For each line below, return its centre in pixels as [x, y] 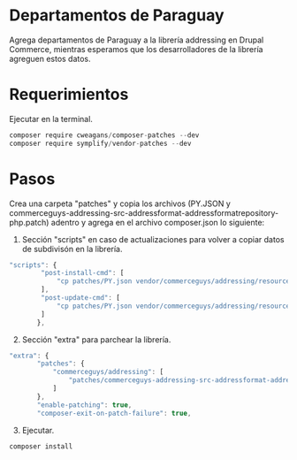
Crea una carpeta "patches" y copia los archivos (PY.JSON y [120, 203]
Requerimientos [69, 95]
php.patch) [29, 222]
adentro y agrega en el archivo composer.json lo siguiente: [158, 222]
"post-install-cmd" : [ [83, 273]
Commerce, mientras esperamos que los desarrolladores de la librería [136, 49]
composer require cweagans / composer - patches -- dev [104, 135]
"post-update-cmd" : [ [81, 298]
